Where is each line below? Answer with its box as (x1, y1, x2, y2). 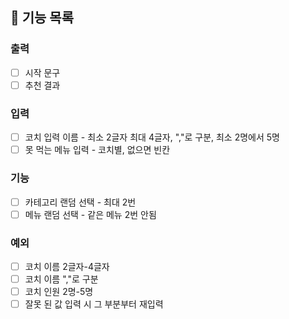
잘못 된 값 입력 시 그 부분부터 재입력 (24, 298, 164, 310)
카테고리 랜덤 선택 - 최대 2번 (24, 196, 137, 208)
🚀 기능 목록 (10, 9, 75, 27)
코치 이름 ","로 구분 (24, 273, 99, 285)
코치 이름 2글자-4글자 (24, 260, 110, 272)
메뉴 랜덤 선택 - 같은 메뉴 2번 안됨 (24, 208, 157, 220)
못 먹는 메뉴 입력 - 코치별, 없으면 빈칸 (24, 144, 171, 156)
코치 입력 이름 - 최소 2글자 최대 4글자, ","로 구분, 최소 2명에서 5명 (24, 131, 280, 143)
